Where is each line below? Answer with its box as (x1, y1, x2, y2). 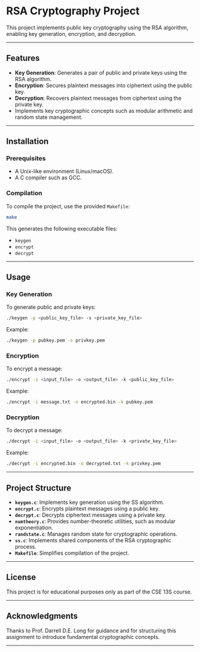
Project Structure (6, 482, 71, 493)
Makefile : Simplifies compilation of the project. (14, 549, 130, 556)
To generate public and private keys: (6, 303, 96, 311)
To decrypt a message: (6, 427, 63, 434)
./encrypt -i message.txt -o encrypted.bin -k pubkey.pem (6, 399, 153, 405)
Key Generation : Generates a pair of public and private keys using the (14, 69, 187, 76)
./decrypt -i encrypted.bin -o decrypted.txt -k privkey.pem (6, 461, 161, 467)
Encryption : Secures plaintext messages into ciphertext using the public (14, 82, 192, 89)
